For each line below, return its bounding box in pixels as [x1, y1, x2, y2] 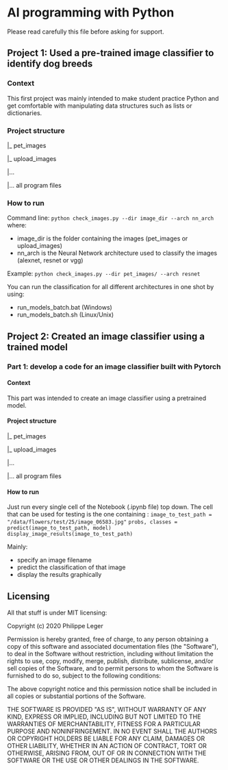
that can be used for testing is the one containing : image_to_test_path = [7, 510, 212, 519]
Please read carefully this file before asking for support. [7, 27, 164, 36]
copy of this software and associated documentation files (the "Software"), [7, 642, 219, 650]
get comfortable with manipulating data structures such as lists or [7, 101, 192, 110]
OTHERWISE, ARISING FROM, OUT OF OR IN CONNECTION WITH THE [7, 749, 207, 757]
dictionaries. [7, 108, 42, 117]
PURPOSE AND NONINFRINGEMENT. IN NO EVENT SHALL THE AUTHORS [7, 727, 218, 735]
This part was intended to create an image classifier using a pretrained [7, 394, 207, 402]
